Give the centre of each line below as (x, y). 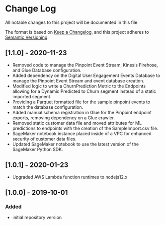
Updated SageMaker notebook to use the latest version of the (76, 144)
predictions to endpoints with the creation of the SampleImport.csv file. (85, 128)
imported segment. (32, 96)
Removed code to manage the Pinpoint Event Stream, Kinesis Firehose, (85, 65)
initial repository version (37, 218)
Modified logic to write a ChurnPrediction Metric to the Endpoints (79, 86)
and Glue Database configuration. (47, 70)
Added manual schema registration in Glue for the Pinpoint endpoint (82, 112)
